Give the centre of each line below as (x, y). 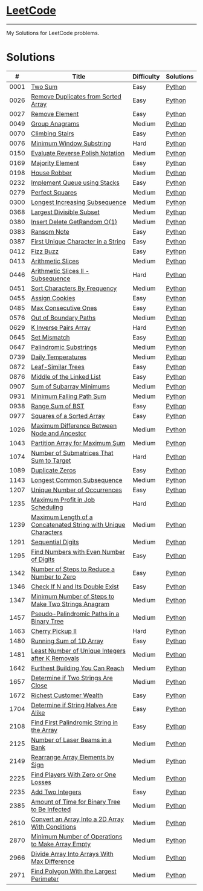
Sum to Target (51, 460)
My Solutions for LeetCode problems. (53, 33)
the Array (44, 730)
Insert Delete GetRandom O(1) (74, 222)
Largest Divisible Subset (65, 212)
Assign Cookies (53, 298)
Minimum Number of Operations (77, 836)
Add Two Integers (56, 792)
